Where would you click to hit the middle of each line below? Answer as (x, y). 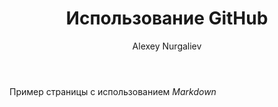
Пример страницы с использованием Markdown (113, 91)
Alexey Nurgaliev (167, 46)
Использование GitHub (167, 18)
